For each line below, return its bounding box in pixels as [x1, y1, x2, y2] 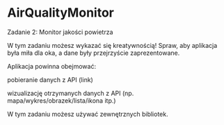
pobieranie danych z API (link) [7, 75, 94, 84]
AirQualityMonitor [7, 5, 115, 21]
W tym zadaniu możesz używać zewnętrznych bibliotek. [7, 110, 168, 118]
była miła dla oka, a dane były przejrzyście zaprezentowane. [7, 49, 180, 57]
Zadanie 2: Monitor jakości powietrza [7, 28, 113, 36]
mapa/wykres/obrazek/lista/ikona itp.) [7, 96, 116, 105]
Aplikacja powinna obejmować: [7, 62, 96, 70]
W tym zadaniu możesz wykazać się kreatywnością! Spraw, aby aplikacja [7, 41, 218, 49]
